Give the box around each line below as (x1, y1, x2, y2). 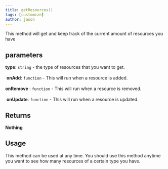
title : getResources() (5, 7, 53, 13)
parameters (5, 51, 43, 59)
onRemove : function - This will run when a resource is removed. (5, 86, 142, 92)
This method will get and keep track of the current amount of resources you (5, 31, 163, 37)
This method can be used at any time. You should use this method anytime (5, 152, 161, 158)
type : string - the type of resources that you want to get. (5, 64, 125, 70)
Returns (5, 111, 31, 119)
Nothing (5, 124, 23, 131)
